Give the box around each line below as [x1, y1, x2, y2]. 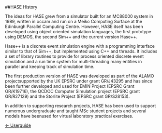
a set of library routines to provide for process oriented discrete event [5, 53, 144, 59]
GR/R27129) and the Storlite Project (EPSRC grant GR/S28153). [5, 93, 130, 99]
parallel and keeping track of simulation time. [5, 64, 95, 69]
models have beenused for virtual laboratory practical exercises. [5, 113, 133, 119]
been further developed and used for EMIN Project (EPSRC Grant [5, 83, 134, 89]
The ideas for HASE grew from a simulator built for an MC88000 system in [5, 13, 153, 19]
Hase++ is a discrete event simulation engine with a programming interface [5, 43, 155, 49]
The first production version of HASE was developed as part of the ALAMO [5, 73, 154, 79]
